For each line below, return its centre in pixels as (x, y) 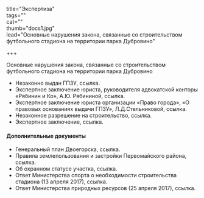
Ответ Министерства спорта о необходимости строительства (96, 175)
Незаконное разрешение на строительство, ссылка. (83, 115)
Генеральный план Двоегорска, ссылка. (68, 149)
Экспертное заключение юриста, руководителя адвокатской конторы (106, 90)
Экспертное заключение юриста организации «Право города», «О (102, 102)
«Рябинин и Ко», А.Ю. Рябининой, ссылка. (70, 96)
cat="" (15, 22)
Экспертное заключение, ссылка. (59, 122)
